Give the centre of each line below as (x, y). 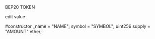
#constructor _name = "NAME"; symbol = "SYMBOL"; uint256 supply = (78, 26)
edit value (15, 17)
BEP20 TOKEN (20, 7)
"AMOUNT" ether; (24, 31)
